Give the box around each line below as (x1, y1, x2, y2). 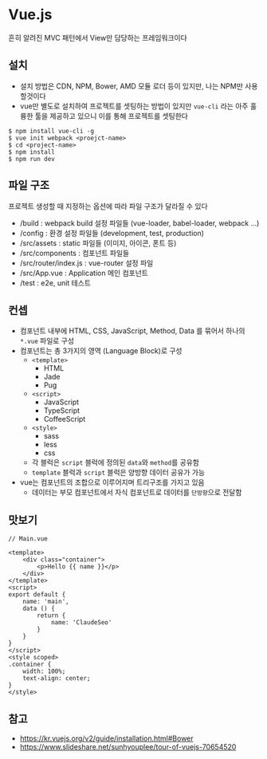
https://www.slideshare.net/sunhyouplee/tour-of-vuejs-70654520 (19, 742, 237, 751)
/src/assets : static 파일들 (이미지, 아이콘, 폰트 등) (19, 238, 177, 248)
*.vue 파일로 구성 (19, 336, 74, 346)
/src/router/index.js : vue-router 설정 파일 (19, 258, 154, 268)
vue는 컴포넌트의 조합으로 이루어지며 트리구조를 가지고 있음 (19, 478, 205, 487)
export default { (8, 591, 66, 599)
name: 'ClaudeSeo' (50, 619, 112, 627)
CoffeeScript (43, 415, 86, 424)
